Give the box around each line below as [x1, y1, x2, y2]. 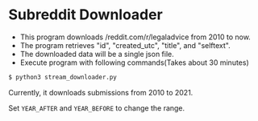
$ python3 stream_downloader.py [8, 73, 117, 81]
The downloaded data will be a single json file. [19, 49, 175, 58]
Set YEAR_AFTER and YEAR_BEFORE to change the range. [8, 103, 185, 113]
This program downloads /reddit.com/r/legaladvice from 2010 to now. [19, 32, 252, 42]
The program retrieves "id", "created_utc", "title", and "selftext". [19, 40, 231, 50]
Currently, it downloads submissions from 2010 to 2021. [8, 87, 193, 97]
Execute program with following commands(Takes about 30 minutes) [19, 58, 250, 67]
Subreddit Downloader [8, 6, 163, 24]
